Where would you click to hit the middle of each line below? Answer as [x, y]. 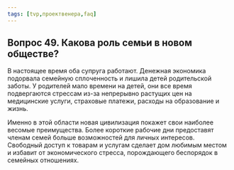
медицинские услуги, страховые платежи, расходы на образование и [113, 101]
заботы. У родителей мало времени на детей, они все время [100, 86]
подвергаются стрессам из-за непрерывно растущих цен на [100, 94]
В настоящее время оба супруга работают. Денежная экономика [107, 71]
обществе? [33, 54]
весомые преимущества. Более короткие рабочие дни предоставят [111, 130]
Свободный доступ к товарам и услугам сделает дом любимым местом [117, 145]
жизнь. [18, 109]
